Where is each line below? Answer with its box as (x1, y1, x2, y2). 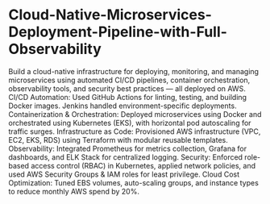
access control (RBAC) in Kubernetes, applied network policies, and (31, 160, 256, 170)
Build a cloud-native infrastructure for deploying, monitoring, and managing (8, 66, 260, 76)
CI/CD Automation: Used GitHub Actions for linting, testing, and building (8, 92, 247, 102)
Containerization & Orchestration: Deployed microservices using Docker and (8, 109, 262, 119)
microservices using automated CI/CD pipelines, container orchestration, (8, 75, 251, 85)
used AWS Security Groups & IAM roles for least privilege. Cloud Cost (8, 169, 240, 179)
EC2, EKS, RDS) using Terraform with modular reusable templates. (8, 135, 228, 144)
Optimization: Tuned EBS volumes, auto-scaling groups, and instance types (8, 177, 260, 187)
